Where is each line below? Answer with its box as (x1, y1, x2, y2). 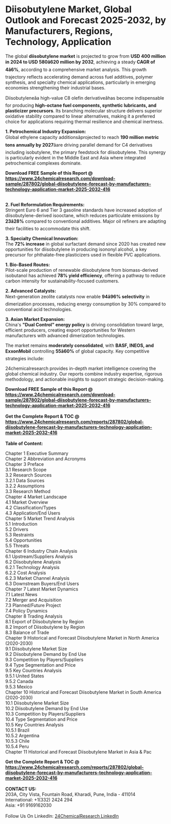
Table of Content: (5, 440, 43, 446)
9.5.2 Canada (5, 678, 34, 684)
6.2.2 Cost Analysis (5, 570, 46, 576)
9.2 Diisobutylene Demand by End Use (5, 651, 87, 657)
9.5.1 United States (5, 673, 44, 679)
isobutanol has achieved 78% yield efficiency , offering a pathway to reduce (5, 272, 166, 278)
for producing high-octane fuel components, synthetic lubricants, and (5, 102, 157, 108)
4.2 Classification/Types (5, 504, 57, 510)
